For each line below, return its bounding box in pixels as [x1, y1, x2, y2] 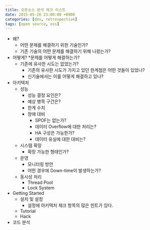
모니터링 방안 [27, 161, 54, 167]
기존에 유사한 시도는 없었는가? [20, 61, 79, 67]
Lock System [27, 185, 55, 191]
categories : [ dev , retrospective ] [5, 17, 78, 22]
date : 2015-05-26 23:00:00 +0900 [5, 12, 75, 17]
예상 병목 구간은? [27, 98, 61, 104]
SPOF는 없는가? [35, 118, 67, 124]
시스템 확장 [20, 143, 42, 149]
